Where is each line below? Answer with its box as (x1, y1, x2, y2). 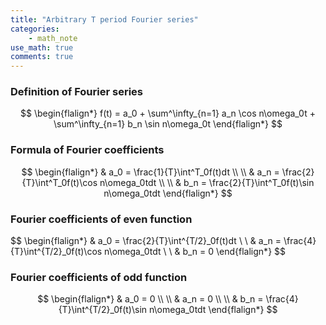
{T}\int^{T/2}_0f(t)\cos (10, 246, 103, 258)
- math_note (28, 33, 78, 43)
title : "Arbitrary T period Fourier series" (10, 14, 199, 25)
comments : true (10, 52, 74, 62)
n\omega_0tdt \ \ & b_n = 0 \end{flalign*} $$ (104, 246, 286, 258)
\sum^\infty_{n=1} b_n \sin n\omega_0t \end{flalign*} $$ (53, 118, 283, 130)
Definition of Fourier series (10, 85, 143, 99)
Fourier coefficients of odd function (10, 270, 188, 284)
